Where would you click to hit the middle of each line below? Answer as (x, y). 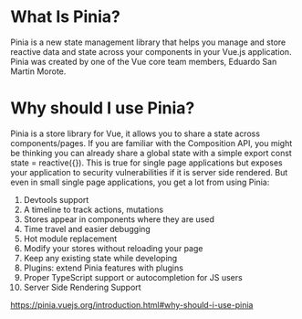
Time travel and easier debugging (87, 229)
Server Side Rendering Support (82, 287)
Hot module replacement (70, 239)
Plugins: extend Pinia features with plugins (103, 268)
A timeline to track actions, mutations (93, 209)
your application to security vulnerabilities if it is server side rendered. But (149, 172)
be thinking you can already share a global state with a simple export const (151, 153)
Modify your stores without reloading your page (113, 248)
